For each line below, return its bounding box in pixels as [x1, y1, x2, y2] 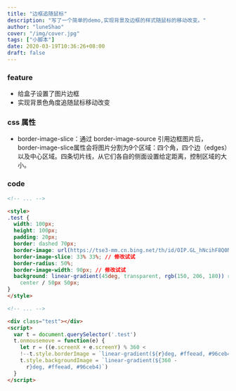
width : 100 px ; [13, 220, 55, 228]
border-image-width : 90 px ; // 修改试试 [13, 266, 126, 274]
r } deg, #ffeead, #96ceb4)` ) [25, 363, 109, 371]
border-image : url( [13, 246, 71, 253]
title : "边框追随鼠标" [7, 10, 67, 18]
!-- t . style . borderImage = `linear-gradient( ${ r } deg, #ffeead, [20, 350, 206, 358]
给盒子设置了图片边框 [17, 89, 79, 98]
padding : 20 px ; [13, 234, 58, 241]
